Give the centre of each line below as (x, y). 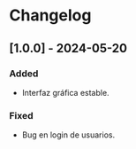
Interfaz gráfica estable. (65, 92)
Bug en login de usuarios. (68, 135)
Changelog (50, 16)
